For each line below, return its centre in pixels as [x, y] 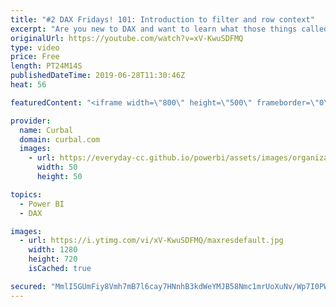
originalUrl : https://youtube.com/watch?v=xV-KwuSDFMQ [127, 38]
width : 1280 [53, 250]
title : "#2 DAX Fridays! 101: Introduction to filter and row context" [162, 19]
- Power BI [42, 204]
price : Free [35, 57]
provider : [31, 121]
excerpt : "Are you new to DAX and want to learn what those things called [169, 29]
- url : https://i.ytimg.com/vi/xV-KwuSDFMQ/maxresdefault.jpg [151, 241]
